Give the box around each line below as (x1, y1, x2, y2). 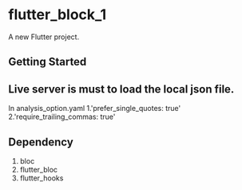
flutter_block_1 (8, 6, 106, 24)
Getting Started (8, 55, 87, 69)
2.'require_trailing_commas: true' (8, 112, 116, 121)
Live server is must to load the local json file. (8, 82, 235, 96)
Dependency (8, 135, 73, 148)
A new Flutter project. (8, 32, 80, 42)
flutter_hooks (19, 173, 64, 183)
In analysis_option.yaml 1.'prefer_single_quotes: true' (8, 104, 181, 113)
